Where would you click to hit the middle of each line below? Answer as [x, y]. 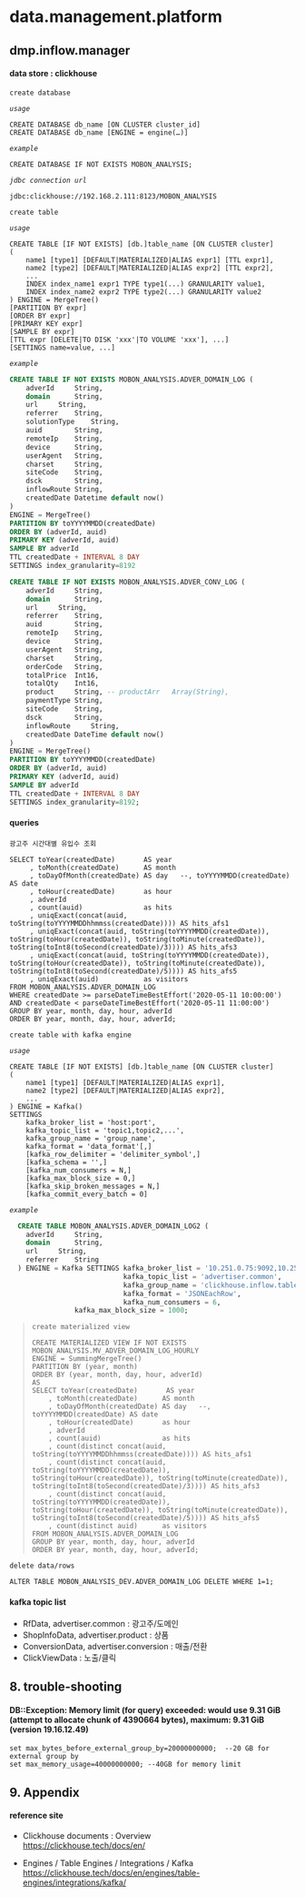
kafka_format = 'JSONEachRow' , [182, 1293]
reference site [36, 1816]
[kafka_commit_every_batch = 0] [87, 1194]
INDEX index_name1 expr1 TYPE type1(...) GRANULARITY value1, [146, 284]
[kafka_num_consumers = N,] [79, 1170]
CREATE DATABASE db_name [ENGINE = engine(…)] [99, 132]
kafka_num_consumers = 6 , [172, 1302]
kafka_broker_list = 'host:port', [91, 1122]
